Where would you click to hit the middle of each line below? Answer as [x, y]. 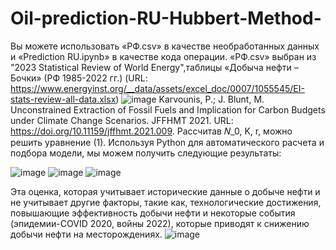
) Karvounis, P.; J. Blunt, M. [190, 99]
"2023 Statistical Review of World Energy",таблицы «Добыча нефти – [154, 67]
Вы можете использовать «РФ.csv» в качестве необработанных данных [165, 46]
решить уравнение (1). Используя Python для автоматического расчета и [167, 142]
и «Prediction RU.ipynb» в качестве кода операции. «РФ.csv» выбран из [163, 56]
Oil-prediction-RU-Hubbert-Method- [166, 18]
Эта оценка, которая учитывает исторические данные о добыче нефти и [165, 191]
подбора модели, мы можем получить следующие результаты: [146, 153]
